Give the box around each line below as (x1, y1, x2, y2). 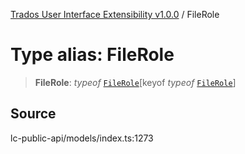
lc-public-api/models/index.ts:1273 (10, 132, 154, 144)
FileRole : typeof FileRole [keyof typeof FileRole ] (34, 76, 237, 88)
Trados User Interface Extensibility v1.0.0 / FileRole (10, 9, 220, 20)
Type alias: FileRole (10, 44, 175, 66)
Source (10, 105, 57, 123)
